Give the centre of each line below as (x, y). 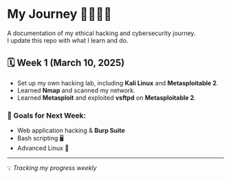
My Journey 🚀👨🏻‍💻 (59, 14)
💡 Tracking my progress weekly (52, 168)
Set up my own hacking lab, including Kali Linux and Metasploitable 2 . (118, 83)
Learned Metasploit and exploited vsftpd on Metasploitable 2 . (106, 97)
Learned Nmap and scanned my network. (76, 90)
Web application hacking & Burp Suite (71, 131)
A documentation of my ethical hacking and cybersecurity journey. (101, 33)
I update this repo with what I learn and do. (68, 40)
